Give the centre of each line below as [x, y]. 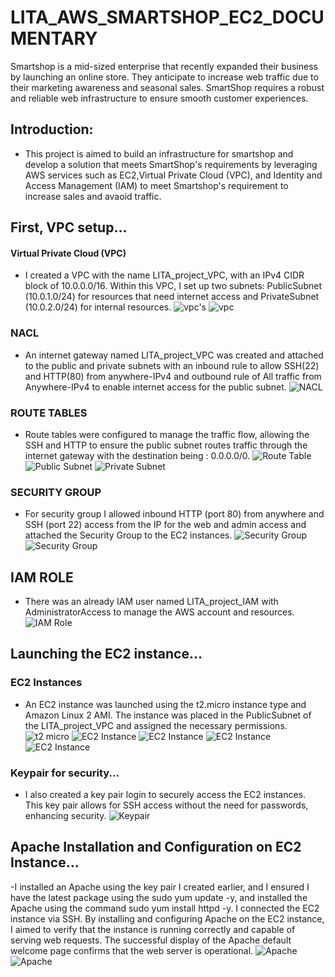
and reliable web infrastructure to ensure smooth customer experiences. [159, 98]
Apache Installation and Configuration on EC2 [156, 847]
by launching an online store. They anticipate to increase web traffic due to [164, 77]
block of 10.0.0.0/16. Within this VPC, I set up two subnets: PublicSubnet [173, 286]
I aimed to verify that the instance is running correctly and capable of [153, 929]
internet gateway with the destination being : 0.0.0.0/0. [137, 455]
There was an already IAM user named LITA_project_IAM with [151, 602]
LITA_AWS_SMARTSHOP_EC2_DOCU [167, 17]
